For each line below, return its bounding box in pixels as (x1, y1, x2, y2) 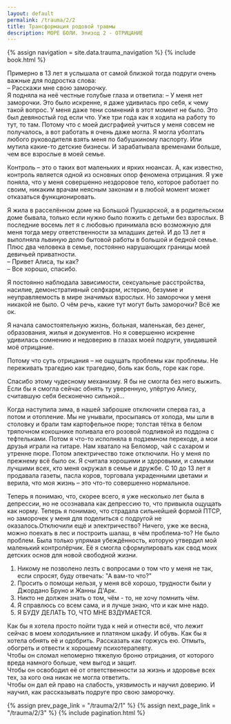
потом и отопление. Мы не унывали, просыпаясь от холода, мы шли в (7, 413, 214, 421)
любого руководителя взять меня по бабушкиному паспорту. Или (7, 136, 202, 144)
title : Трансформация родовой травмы (7, 23, 116, 30)
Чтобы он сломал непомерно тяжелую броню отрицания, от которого (7, 651, 214, 660)
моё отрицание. (7, 343, 54, 351)
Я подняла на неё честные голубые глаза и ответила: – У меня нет (7, 91, 203, 100)
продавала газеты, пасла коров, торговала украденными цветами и (7, 472, 208, 480)
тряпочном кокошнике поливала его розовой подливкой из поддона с (7, 427, 214, 436)
